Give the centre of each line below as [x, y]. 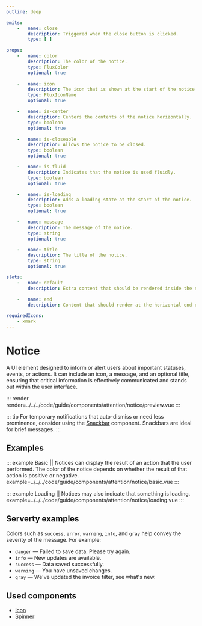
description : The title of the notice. [78, 255]
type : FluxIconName [52, 95]
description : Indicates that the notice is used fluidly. [102, 172]
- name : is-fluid [41, 167]
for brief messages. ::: [34, 429]
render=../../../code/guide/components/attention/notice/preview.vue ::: [93, 405]
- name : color [38, 56]
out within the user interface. [42, 387]
